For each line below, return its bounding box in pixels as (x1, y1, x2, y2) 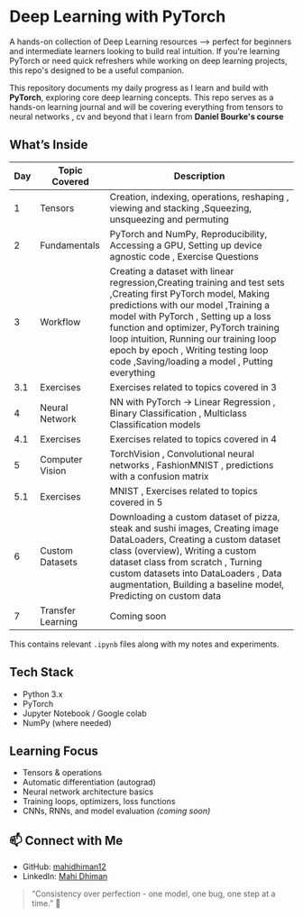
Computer (40, 453, 83, 465)
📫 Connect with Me (9, 832, 124, 848)
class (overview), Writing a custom (109, 544, 257, 556)
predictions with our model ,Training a (109, 298, 271, 311)
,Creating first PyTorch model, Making (109, 287, 271, 299)
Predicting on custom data (109, 589, 222, 601)
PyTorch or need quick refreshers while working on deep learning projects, (9, 55, 289, 66)
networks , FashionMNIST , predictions (109, 458, 274, 471)
